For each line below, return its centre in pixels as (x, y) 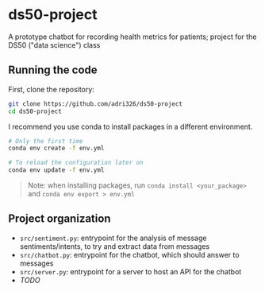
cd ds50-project (35, 111)
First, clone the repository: (52, 89)
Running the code (53, 70)
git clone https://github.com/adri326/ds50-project (95, 104)
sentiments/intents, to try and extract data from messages (115, 246)
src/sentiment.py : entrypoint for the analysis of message (113, 238)
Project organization (60, 219)
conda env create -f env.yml (56, 149)
